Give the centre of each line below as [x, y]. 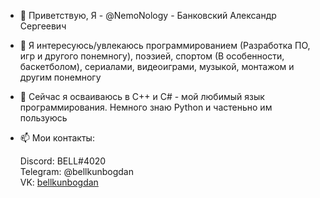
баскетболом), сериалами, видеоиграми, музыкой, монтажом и [157, 66]
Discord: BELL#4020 [63, 161]
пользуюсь [43, 118]
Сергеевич [43, 26]
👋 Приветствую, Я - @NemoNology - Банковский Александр [148, 15]
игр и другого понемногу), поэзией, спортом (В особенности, [152, 56]
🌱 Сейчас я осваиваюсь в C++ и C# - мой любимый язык [142, 96]
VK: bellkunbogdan [59, 182]
